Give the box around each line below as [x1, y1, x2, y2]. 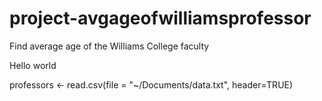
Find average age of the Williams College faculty [9, 40, 210, 52]
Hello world [9, 59, 57, 71]
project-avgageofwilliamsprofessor [9, 7, 312, 30]
